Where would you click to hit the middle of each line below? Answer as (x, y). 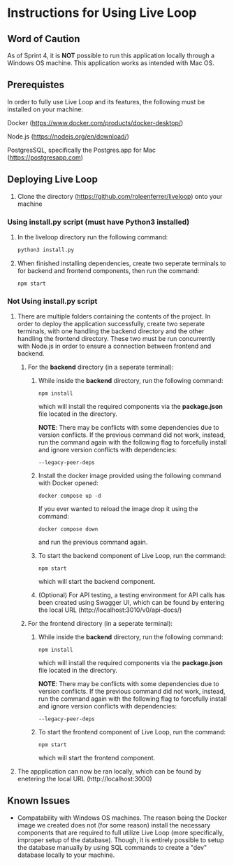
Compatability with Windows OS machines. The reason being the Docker (122, 818)
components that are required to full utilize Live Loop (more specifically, (121, 832)
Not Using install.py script (52, 301)
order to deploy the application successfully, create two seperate (111, 324)
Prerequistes (36, 85)
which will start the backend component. (97, 582)
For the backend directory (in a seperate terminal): (101, 367)
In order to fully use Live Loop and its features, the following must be (106, 102)
